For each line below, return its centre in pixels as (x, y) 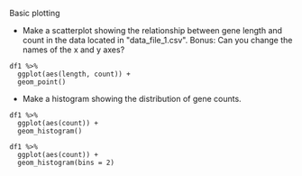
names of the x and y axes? (73, 50)
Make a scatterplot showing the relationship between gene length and (152, 30)
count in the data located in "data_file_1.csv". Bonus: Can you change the (157, 40)
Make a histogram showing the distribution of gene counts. (132, 99)
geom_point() (42, 82)
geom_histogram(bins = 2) (66, 162)
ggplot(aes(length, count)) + (74, 74)
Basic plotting (35, 13)
